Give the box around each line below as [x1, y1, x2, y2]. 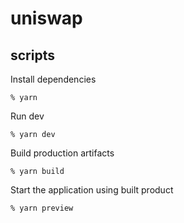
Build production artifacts [10, 147, 115, 159]
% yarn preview [10, 203, 74, 213]
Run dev [10, 110, 45, 122]
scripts [10, 47, 55, 64]
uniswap [10, 7, 83, 30]
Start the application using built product [10, 184, 174, 196]
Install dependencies [10, 73, 97, 85]
